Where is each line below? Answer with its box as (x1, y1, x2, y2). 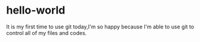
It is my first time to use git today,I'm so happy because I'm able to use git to (6, 23, 195, 30)
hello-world (6, 4, 66, 17)
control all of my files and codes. (6, 29, 87, 36)
